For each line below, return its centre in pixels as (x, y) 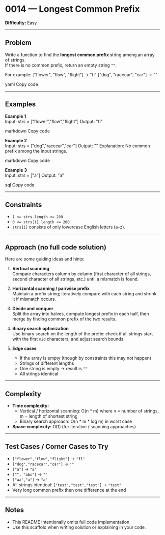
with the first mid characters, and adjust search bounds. (69, 339)
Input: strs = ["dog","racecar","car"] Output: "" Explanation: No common (78, 146)
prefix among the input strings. (36, 151)
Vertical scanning (31, 269)
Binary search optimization (40, 329)
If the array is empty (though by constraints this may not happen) (85, 358)
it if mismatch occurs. (34, 299)
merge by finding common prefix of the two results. (64, 319)
